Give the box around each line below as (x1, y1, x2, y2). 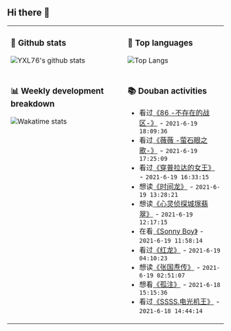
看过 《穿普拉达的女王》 (139, 163, 215, 172)
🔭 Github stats (10, 38, 67, 49)
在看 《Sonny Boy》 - (139, 226, 204, 236)
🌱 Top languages (127, 38, 194, 49)
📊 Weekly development (10, 85, 104, 96)
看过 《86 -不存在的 (139, 108, 203, 117)
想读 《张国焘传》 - (139, 262, 201, 272)
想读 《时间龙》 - (139, 181, 195, 191)
